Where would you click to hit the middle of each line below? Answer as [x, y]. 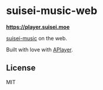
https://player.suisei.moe [38, 27]
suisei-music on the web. [37, 38]
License [21, 68]
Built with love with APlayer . [40, 49]
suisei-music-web [52, 11]
